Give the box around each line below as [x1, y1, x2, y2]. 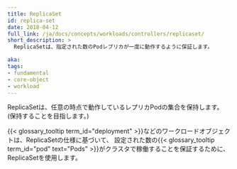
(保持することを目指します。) [7, 111, 89, 121]
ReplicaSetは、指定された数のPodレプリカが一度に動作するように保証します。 [13, 43, 213, 50]
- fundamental [7, 69, 50, 77]
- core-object [7, 76, 50, 83]
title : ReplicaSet [7, 10, 62, 18]
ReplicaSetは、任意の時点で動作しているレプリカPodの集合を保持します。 [7, 103, 224, 111]
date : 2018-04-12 [7, 23, 59, 31]
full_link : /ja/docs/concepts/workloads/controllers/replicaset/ [7, 30, 204, 38]
